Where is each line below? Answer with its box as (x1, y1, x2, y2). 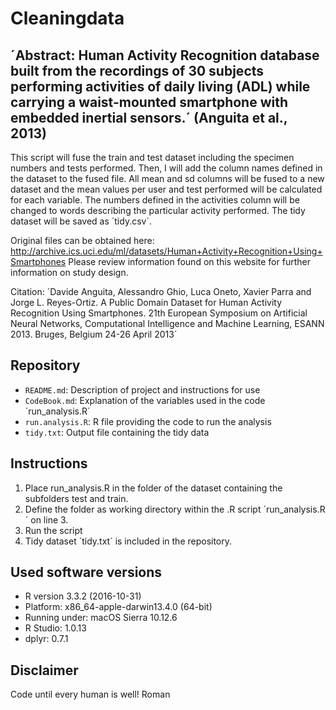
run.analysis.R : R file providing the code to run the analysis (24, 415, 272, 427)
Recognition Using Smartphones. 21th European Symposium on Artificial (10, 307, 308, 319)
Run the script (24, 524, 83, 536)
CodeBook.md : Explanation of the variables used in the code (24, 394, 266, 406)
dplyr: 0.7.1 (24, 633, 69, 645)
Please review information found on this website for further (68, 256, 311, 267)
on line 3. (30, 513, 69, 526)
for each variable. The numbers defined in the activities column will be (10, 194, 300, 206)
